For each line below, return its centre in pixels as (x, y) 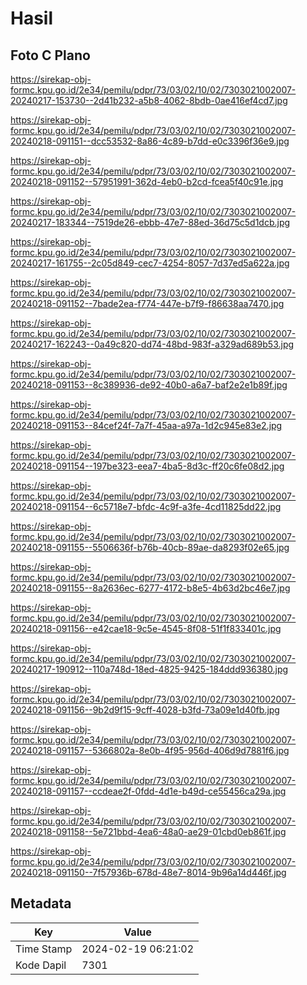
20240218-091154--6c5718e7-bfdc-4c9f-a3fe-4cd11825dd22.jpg (146, 506)
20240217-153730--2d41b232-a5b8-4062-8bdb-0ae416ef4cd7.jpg (149, 100)
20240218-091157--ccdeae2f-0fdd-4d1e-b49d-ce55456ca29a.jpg (148, 791)
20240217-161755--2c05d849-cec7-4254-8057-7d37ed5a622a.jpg (150, 263)
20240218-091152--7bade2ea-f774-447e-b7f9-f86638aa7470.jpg (147, 303)
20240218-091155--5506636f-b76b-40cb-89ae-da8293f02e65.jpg (150, 547)
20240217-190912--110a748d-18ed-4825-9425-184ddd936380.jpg (149, 669)
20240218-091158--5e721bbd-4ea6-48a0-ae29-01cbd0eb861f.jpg (148, 831)
